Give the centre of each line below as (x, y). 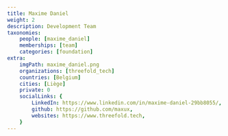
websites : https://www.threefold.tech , (89, 115)
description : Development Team (52, 26)
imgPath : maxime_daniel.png (59, 65)
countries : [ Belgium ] (50, 77)
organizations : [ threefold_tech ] (67, 71)
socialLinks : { (41, 97)
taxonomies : (24, 33)
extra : (16, 58)
